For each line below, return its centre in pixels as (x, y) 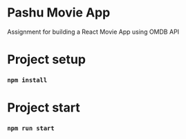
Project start (44, 108)
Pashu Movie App (59, 13)
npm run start (31, 128)
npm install (27, 80)
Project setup (47, 60)
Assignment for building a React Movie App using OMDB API (93, 32)
